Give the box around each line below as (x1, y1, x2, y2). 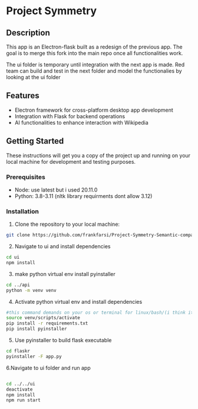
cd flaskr (6, 348, 31, 354)
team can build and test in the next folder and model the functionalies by (6, 67, 182, 74)
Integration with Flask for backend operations (14, 112, 126, 119)
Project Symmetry (6, 4, 97, 18)
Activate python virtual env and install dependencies (14, 298, 143, 305)
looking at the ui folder (6, 74, 61, 80)
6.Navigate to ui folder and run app (6, 364, 91, 371)
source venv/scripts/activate (6, 315, 81, 321)
